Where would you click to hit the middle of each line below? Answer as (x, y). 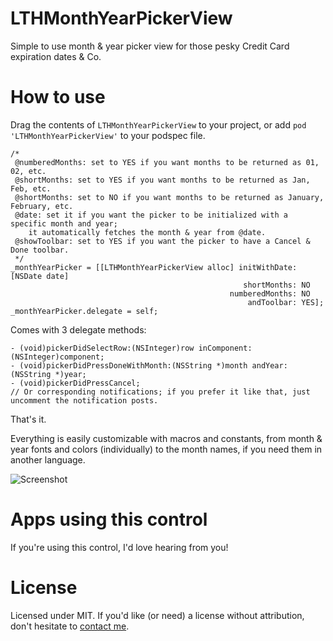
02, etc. (28, 171)
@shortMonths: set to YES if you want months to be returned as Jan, (162, 180)
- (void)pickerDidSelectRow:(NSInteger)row (102, 348)
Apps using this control (109, 519)
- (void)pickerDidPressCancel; (75, 383)
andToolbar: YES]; (286, 302)
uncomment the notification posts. (84, 400)
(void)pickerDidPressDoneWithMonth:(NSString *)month (133, 365)
